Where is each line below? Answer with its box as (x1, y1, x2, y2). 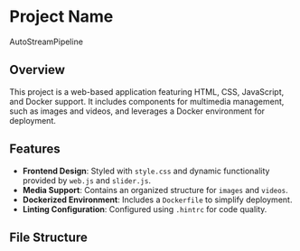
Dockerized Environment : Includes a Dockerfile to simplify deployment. (22, 194, 293, 205)
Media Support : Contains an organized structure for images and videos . (22, 184, 289, 195)
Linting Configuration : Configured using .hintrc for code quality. (22, 203, 267, 214)
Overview (9, 62, 66, 78)
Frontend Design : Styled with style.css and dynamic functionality (22, 165, 270, 176)
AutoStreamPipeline (9, 36, 84, 47)
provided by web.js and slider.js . (22, 174, 152, 186)
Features (9, 142, 61, 157)
